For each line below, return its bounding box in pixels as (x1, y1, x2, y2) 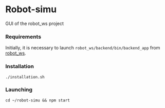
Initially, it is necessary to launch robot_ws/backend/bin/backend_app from (5, 45, 160, 51)
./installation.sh (5, 74, 45, 79)
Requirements (5, 33, 42, 40)
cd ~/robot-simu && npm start (5, 98, 70, 103)
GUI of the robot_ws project (5, 20, 64, 26)
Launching (5, 86, 32, 93)
